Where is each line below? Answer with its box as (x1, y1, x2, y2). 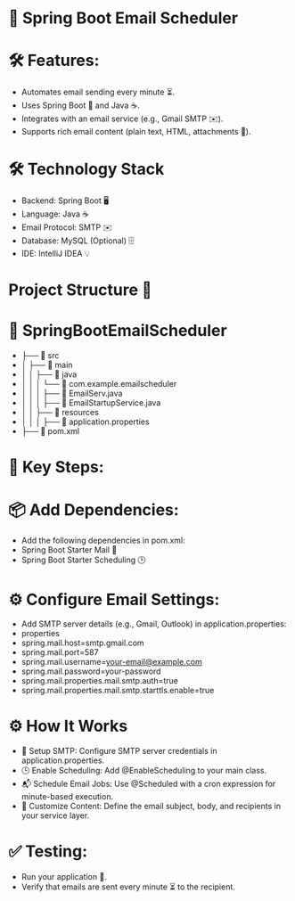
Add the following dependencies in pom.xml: (20, 535, 186, 546)
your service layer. (20, 810, 90, 821)
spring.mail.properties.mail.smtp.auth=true (20, 676, 179, 686)
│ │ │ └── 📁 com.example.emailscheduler (20, 379, 177, 389)
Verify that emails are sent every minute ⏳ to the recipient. (20, 881, 235, 892)
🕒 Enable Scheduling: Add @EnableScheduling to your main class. (20, 766, 267, 776)
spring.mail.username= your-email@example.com (20, 657, 202, 668)
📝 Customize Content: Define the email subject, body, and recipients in (20, 801, 282, 812)
